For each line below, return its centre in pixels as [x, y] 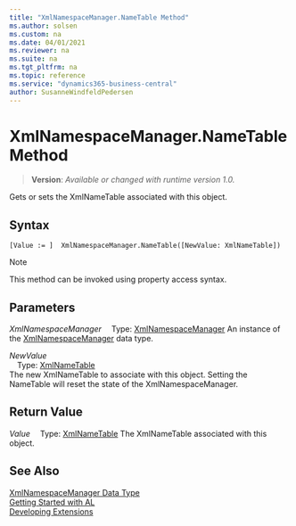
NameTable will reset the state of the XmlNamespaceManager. [124, 384]
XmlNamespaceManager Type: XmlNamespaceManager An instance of [145, 329]
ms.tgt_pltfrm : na [43, 68]
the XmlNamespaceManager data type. [82, 339]
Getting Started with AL [52, 502]
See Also [34, 471]
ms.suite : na [33, 59]
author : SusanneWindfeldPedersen [71, 92]
